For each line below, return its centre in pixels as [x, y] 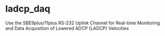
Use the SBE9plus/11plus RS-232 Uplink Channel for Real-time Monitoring [83, 23]
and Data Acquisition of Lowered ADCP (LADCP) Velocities [67, 28]
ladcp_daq [28, 9]
